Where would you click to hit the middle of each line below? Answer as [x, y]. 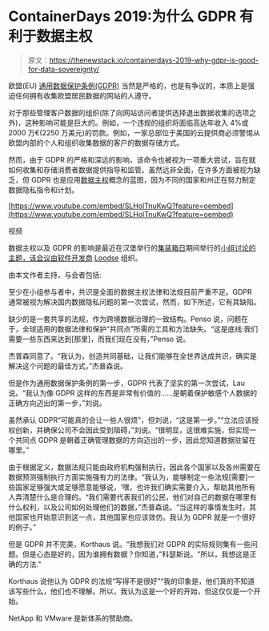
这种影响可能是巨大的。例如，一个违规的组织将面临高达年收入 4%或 [137, 123]
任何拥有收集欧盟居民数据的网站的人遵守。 [85, 95]
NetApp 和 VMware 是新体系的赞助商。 [73, 618]
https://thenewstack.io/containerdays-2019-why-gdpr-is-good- [154, 60]
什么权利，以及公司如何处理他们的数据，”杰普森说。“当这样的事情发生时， [129, 507]
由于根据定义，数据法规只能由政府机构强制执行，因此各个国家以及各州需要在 [134, 467]
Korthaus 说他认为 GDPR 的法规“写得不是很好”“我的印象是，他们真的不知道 [131, 581]
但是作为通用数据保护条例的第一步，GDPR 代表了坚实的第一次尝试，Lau [127, 383]
